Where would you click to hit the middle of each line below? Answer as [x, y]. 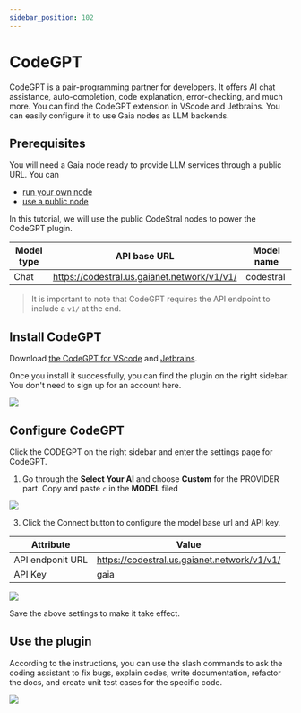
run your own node [57, 192]
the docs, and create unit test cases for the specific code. [116, 682]
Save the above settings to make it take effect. [95, 613]
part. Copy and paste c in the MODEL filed [100, 488]
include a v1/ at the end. [76, 309]
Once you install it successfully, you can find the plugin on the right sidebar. [149, 376]
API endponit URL [51, 560]
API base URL [145, 257]
